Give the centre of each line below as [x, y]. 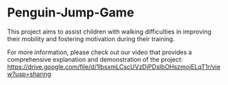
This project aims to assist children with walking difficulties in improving [110, 32]
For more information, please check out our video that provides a [99, 52]
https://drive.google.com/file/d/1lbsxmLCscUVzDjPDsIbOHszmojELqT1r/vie [114, 66]
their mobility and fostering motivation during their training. [91, 38]
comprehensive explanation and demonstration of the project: [95, 59]
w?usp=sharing [29, 74]
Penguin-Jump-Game [71, 13]
